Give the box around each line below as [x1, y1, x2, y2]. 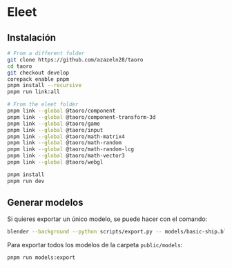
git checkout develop [7, 69, 70, 76]
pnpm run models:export [7, 254, 76, 261]
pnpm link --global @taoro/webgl [7, 159, 104, 166]
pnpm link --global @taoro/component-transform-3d [7, 113, 156, 121]
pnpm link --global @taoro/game [7, 120, 100, 127]
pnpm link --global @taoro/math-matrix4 [7, 133, 126, 140]
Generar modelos [7, 197, 84, 209]
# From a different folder [7, 50, 85, 57]
